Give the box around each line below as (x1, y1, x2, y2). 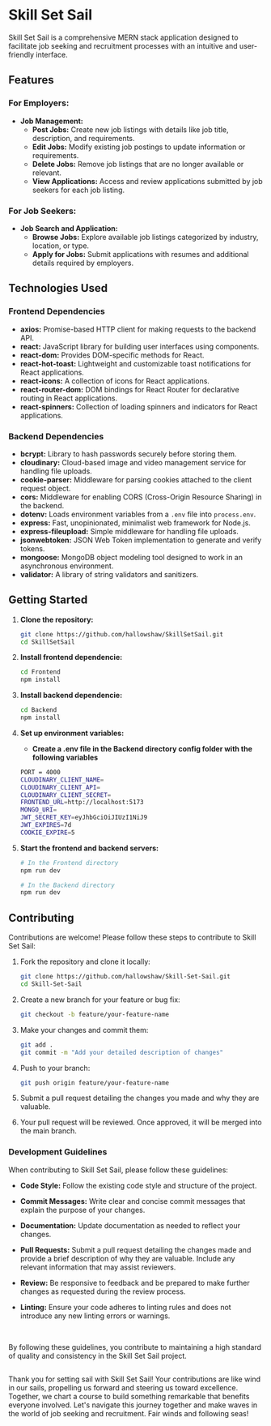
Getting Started (8, 593, 88, 607)
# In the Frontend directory (19, 859, 119, 867)
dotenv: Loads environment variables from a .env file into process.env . (19, 509, 256, 519)
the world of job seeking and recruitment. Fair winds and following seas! (8, 1409, 249, 1419)
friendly (8, 49, 35, 59)
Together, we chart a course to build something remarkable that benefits (8, 1392, 250, 1402)
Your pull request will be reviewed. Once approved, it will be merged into (19, 1117, 262, 1128)
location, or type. (32, 241, 90, 251)
